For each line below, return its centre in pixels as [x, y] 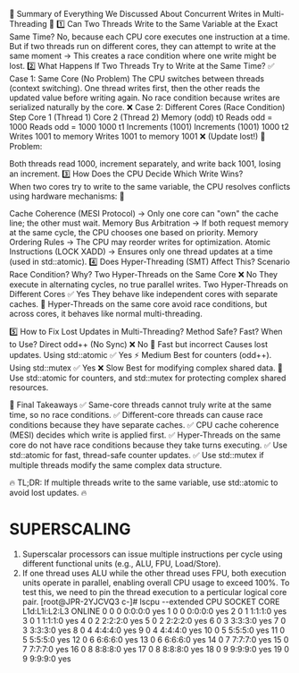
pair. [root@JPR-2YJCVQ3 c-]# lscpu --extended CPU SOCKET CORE [151, 601]
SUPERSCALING [70, 529]
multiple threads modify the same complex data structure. [116, 465]
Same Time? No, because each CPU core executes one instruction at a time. [149, 37]
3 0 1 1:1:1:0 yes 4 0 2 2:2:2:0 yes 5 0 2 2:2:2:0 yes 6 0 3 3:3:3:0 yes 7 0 [154, 620]
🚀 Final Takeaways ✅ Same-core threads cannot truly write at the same [141, 405]
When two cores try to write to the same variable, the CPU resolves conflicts [150, 187]
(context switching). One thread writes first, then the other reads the [135, 88]
